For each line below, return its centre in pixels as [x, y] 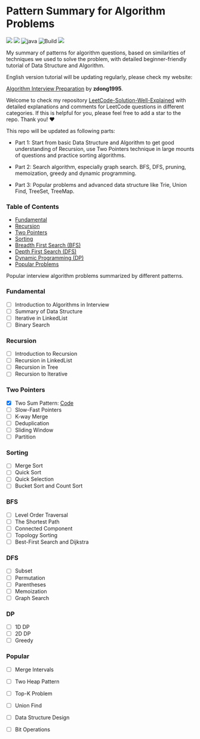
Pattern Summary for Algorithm [86, 11]
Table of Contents [33, 207]
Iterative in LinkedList [41, 318]
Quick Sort [28, 473]
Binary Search [32, 325]
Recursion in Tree [36, 367]
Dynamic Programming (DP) [49, 258]
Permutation [30, 578]
